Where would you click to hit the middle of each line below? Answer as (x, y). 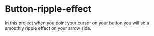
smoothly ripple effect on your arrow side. (48, 28)
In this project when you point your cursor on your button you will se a (77, 23)
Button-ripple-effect (48, 9)
